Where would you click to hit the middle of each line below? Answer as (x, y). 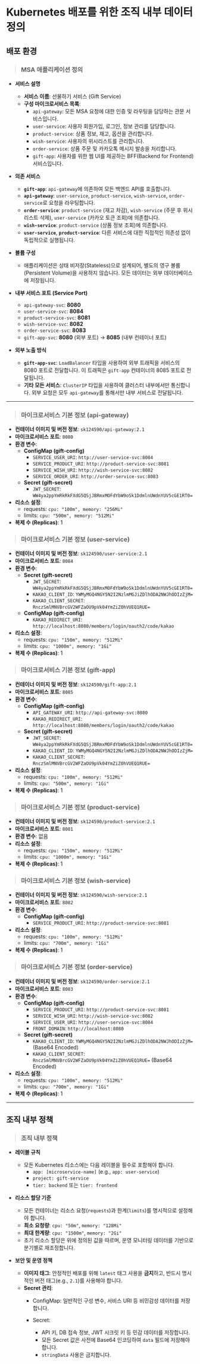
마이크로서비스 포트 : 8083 (44, 989)
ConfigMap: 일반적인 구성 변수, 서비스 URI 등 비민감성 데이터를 (106, 1301)
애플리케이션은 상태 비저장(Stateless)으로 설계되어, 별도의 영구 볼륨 (102, 265)
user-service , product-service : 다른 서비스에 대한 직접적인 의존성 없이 (107, 232)
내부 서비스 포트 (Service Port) (51, 292)
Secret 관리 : (38, 1288)
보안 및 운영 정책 (33, 1261)
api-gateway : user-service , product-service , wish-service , (96, 195)
